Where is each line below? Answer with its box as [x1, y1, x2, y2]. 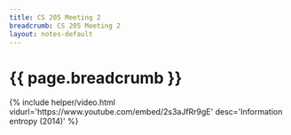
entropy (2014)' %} [9, 116, 79, 127]
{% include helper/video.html [9, 97, 115, 107]
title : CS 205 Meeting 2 [9, 12, 101, 22]
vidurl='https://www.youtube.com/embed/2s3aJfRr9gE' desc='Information [9, 107, 283, 117]
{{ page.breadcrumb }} [9, 67, 183, 88]
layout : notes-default [9, 29, 93, 38]
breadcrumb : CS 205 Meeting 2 [9, 21, 122, 30]
